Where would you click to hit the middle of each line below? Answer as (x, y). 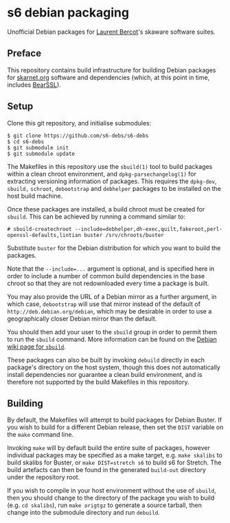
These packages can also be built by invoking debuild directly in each (106, 360)
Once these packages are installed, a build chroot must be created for (106, 209)
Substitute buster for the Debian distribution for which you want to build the (114, 248)
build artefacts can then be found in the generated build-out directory (106, 470)
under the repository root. (44, 478)
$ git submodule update (41, 154)
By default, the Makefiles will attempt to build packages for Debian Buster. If (114, 420)
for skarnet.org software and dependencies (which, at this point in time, (108, 77)
